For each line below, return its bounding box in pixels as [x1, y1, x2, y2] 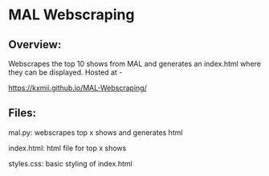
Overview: [8, 38, 62, 51]
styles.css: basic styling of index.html [8, 158, 132, 168]
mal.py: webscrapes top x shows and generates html [8, 127, 183, 137]
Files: [8, 106, 36, 120]
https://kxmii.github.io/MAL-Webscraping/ [8, 83, 147, 92]
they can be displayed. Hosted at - [8, 68, 123, 77]
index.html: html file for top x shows [8, 143, 127, 153]
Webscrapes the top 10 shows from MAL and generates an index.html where [8, 59, 262, 68]
